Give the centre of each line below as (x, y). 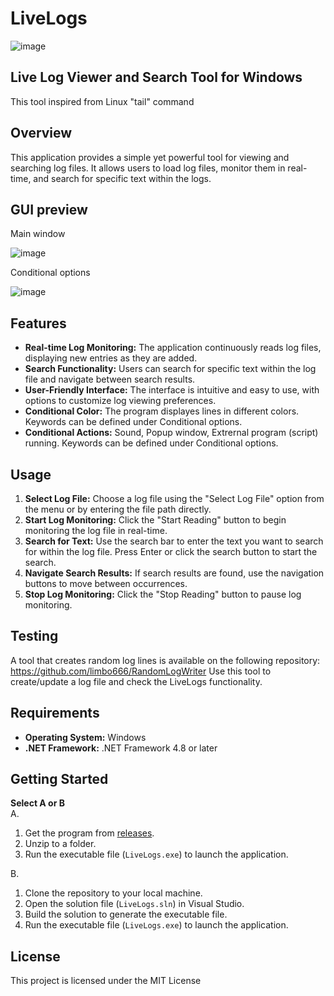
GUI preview (49, 209)
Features (38, 323)
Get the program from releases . (89, 833)
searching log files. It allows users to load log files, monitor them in (148, 168)
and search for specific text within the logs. (122, 178)
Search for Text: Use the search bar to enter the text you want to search (174, 541)
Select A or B (37, 803)
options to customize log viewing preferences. (120, 401)
